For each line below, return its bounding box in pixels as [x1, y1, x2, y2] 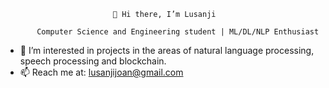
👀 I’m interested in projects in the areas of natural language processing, [19, 45, 315, 56]
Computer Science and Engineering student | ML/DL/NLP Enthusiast [36, 27, 320, 37]
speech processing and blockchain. [19, 55, 167, 67]
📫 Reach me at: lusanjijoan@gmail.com [19, 66, 184, 78]
